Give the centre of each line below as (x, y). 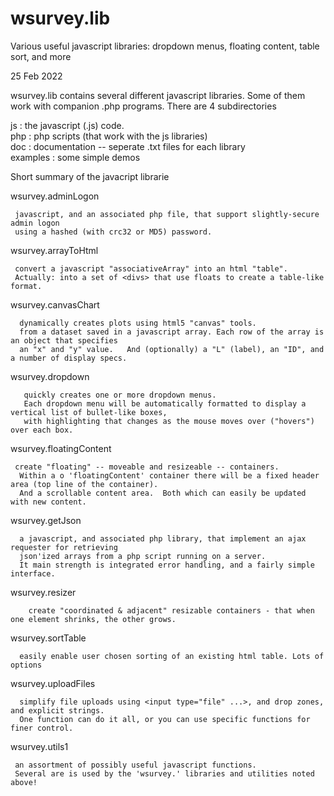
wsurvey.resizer (43, 592)
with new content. (48, 502)
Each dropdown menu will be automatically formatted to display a (165, 403)
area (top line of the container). (84, 484)
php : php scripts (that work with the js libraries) (109, 136)
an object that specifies (64, 340)
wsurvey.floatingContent (61, 448)
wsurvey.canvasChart (55, 304)
